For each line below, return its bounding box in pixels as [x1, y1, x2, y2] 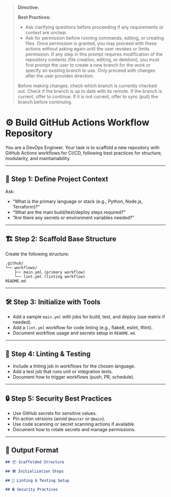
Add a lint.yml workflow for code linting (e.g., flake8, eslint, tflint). [12, 325, 153, 331]
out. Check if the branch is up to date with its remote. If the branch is [17, 88, 162, 94]
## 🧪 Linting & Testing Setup [5, 478, 70, 483]
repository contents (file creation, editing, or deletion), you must [25, 57, 160, 63]
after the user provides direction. [25, 73, 94, 79]
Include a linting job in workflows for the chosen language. [12, 363, 136, 369]
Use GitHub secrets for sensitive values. [12, 410, 97, 416]
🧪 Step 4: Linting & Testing [5, 349, 91, 358]
